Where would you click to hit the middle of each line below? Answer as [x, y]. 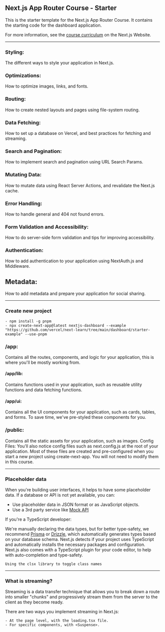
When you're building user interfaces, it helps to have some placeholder [78, 490]
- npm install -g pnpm [28, 321]
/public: [15, 430]
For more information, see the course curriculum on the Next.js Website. [78, 34]
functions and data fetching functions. [44, 390]
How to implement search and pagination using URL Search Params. [74, 162]
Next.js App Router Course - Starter [61, 8]
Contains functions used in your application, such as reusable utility [74, 385]
